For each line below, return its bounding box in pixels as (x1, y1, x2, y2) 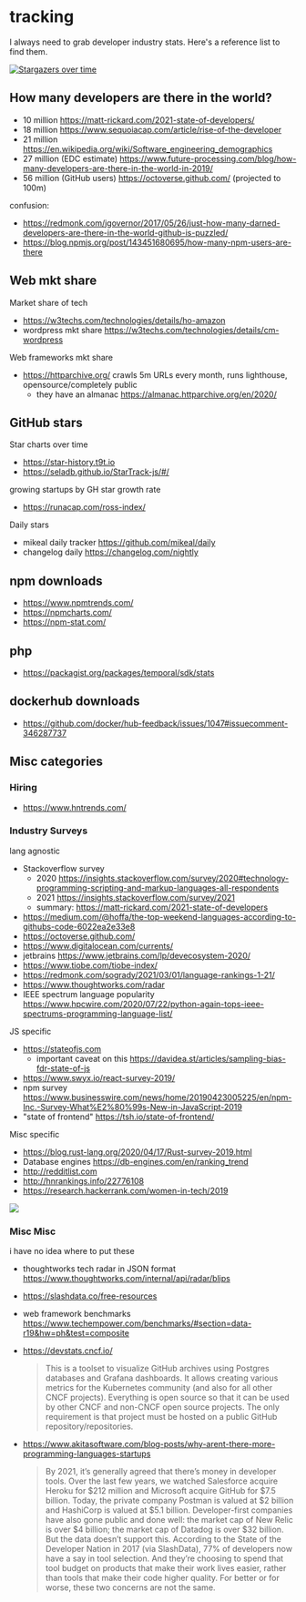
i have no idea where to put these (9, 1246, 135, 1257)
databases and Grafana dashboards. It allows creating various (45, 1372, 279, 1383)
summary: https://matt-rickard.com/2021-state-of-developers (36, 902, 269, 913)
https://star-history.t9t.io (22, 457, 116, 468)
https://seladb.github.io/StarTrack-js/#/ (22, 466, 170, 477)
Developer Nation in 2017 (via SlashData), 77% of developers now (45, 1544, 293, 1555)
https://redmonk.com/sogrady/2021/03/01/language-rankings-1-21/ (22, 969, 275, 980)
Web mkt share (9, 273, 97, 289)
